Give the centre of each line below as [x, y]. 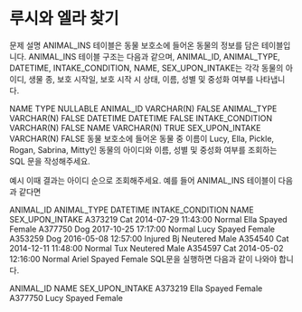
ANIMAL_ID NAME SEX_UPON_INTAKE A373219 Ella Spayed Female [136, 288]
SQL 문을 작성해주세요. [50, 161]
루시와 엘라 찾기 [64, 19]
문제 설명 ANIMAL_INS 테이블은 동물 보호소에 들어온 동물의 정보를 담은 [134, 45]
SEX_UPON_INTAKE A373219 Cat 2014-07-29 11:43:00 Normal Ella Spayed [148, 219]
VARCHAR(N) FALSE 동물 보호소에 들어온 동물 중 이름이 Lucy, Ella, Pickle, [142, 138]
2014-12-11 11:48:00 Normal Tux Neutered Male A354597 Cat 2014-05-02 [146, 248]
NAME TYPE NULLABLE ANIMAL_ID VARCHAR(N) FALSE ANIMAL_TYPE [143, 109]
